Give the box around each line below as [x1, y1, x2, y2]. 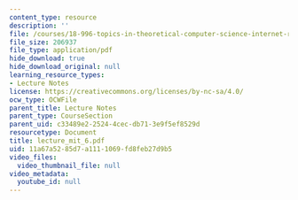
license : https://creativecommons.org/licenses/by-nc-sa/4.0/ [9, 87, 244, 96]
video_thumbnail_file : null [17, 161, 122, 170]
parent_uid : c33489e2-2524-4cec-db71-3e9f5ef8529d [9, 120, 200, 129]
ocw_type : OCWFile [9, 95, 77, 104]
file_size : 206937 [9, 37, 77, 47]
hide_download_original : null [9, 63, 122, 72]
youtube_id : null [17, 178, 82, 187]
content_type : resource [9, 12, 98, 22]
